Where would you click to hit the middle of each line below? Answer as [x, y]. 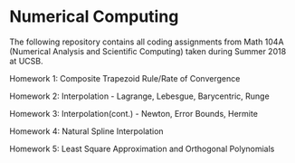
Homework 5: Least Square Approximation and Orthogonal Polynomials [142, 149]
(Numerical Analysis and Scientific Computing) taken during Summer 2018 [148, 51]
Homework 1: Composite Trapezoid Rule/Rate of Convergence [125, 78]
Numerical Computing [94, 17]
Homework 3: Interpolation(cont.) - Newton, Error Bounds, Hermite [133, 113]
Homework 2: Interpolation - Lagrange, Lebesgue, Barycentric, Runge [139, 96]
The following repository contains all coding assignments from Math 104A [147, 42]
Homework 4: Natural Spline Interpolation [87, 131]
